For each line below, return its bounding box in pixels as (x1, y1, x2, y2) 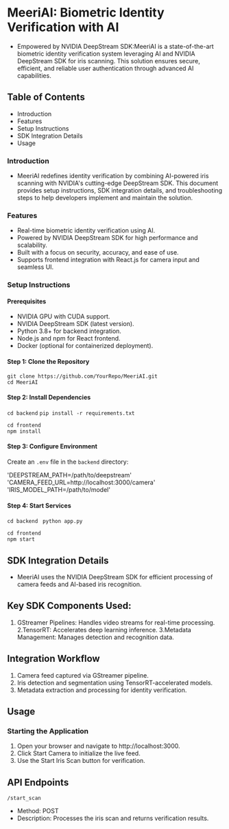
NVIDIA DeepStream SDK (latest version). (16, 320, 135, 328)
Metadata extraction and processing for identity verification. (16, 686, 187, 694)
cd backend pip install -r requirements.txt (7, 409, 135, 417)
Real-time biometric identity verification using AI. (16, 226, 156, 235)
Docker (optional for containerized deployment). (16, 342, 154, 350)
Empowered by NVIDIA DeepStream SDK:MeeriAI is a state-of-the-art (16, 42, 214, 50)
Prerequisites (7, 297, 47, 305)
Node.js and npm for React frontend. (16, 334, 121, 343)
